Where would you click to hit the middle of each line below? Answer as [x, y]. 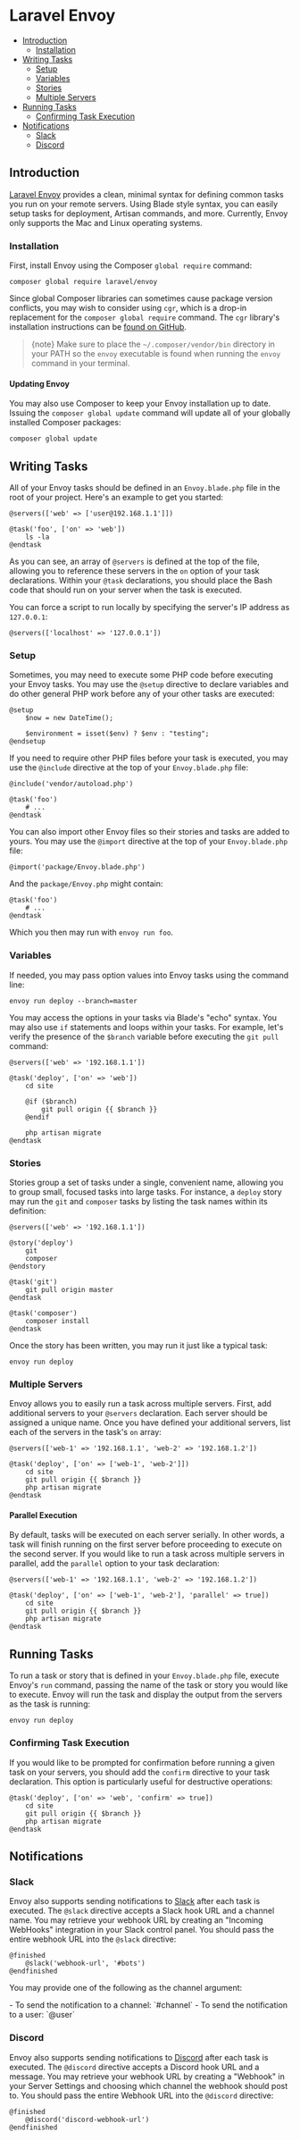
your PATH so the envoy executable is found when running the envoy [156, 354]
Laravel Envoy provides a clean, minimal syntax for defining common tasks [146, 194]
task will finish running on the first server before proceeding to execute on [146, 1544]
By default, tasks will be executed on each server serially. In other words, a [147, 1535]
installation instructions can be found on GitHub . [98, 327]
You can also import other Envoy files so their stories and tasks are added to [150, 832]
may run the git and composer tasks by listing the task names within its [138, 1201]
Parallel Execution [43, 1515]
